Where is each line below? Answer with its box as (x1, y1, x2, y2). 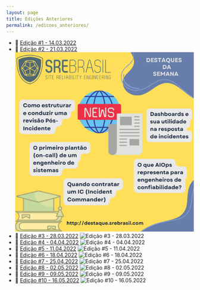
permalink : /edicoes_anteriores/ (6, 22, 89, 28)
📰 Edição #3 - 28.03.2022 (14, 232, 79, 239)
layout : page (6, 10, 39, 16)
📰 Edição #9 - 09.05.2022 (14, 270, 79, 277)
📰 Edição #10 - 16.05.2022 (14, 276, 80, 283)
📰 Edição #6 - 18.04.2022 (14, 251, 78, 258)
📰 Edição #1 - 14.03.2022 (14, 39, 77, 47)
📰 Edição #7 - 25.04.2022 (14, 257, 79, 265)
